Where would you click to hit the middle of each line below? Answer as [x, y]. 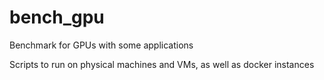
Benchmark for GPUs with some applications [101, 45]
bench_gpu [57, 17]
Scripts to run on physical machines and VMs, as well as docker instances [162, 64]
